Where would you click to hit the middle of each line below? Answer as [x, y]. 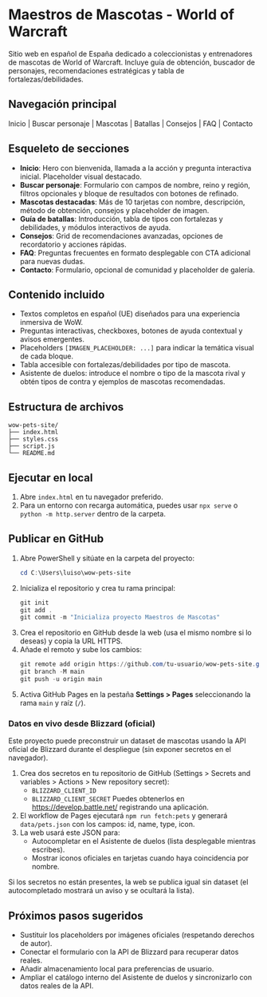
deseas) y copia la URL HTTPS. [71, 641]
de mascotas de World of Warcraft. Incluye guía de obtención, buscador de [132, 62]
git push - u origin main [61, 679]
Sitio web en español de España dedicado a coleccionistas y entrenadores [130, 53]
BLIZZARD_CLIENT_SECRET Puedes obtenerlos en [108, 799]
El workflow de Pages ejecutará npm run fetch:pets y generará [124, 816]
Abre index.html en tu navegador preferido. [91, 497]
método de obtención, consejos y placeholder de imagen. [114, 210]
